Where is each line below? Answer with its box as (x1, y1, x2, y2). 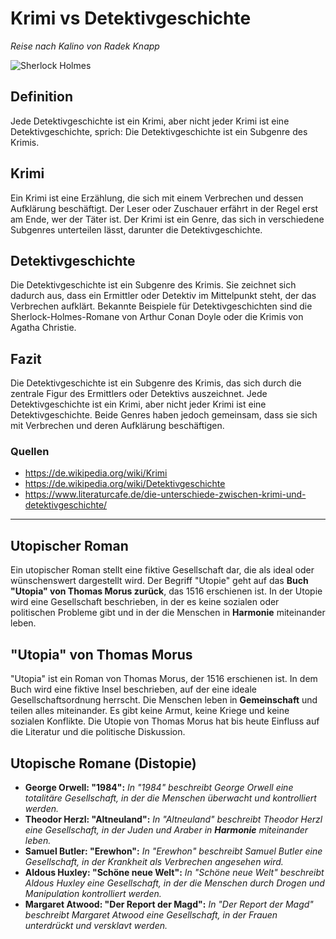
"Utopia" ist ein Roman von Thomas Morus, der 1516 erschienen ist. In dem (10, 673, 318, 685)
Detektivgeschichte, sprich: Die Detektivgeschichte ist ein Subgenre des (10, 125, 308, 137)
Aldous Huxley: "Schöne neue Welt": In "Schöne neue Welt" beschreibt (24, 866, 325, 878)
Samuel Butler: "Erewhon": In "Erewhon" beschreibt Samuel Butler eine (24, 845, 323, 857)
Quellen (10, 445, 50, 459)
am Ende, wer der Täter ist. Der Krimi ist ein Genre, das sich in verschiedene (10, 213, 325, 225)
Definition (10, 88, 73, 106)
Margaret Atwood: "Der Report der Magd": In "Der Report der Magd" (24, 898, 314, 910)
